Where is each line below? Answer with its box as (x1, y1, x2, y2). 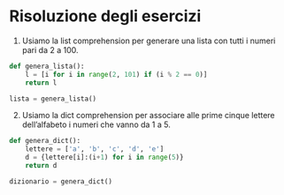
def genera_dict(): (9, 137, 81, 146)
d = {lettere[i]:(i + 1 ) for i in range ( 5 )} (25, 153, 184, 162)
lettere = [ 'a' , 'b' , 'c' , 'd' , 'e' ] (25, 145, 165, 154)
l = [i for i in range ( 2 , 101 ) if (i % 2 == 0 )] (25, 70, 208, 79)
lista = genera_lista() (9, 94, 97, 103)
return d (25, 161, 58, 170)
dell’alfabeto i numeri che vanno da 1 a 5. (21, 119, 171, 130)
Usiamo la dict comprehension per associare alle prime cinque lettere (21, 110, 276, 121)
